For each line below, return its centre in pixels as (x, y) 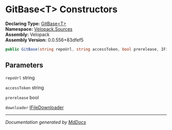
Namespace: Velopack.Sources (39, 29)
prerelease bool (22, 97)
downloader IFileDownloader (35, 107)
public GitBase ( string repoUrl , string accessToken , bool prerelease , (82, 49)
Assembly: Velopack (28, 34)
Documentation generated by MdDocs (46, 122)
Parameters (24, 65)
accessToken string (25, 88)
